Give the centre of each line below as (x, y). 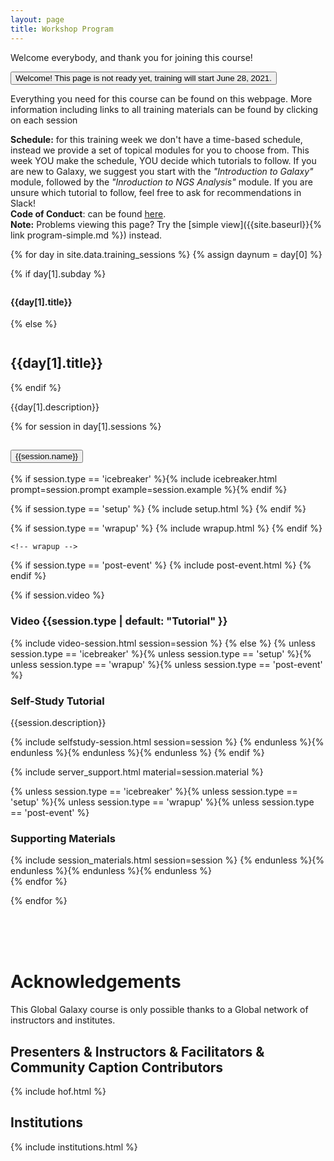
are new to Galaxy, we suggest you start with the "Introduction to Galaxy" (162, 171)
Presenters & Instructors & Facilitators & (137, 1051)
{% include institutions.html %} (74, 1147)
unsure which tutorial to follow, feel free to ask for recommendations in (156, 192)
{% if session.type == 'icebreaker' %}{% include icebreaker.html (144, 479)
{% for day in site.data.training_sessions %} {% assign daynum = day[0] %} (166, 254)
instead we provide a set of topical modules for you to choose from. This (160, 150)
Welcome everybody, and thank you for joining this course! (131, 57)
